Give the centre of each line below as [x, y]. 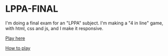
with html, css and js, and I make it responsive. [54, 28]
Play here [15, 38]
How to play [18, 48]
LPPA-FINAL [32, 9]
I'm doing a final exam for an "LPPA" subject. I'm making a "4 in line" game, [84, 23]
